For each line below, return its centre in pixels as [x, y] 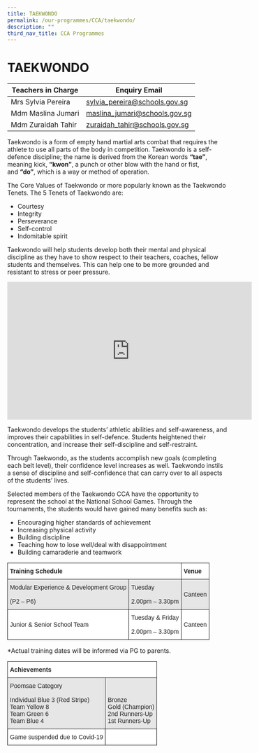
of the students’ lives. [38, 481]
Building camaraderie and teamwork [69, 552]
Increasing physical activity [57, 530]
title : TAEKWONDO [32, 14]
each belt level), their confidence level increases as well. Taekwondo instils [115, 466]
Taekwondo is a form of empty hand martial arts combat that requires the [112, 142]
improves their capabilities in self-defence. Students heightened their [107, 437]
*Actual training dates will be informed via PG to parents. [89, 651]
